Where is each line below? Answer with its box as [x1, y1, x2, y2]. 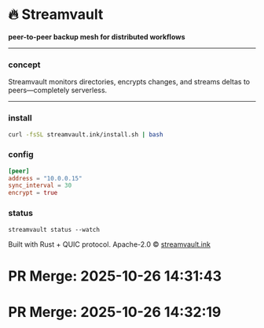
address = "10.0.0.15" [8, 174, 82, 182]
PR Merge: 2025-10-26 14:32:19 [8, 303, 222, 321]
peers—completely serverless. [8, 85, 108, 95]
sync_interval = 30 [8, 181, 72, 190]
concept [8, 59, 41, 70]
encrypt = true [8, 189, 58, 197]
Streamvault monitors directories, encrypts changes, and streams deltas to [8, 77, 251, 87]
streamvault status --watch [8, 225, 101, 233]
